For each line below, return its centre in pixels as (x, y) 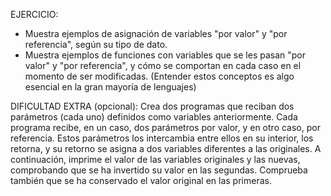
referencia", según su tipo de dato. (96, 44)
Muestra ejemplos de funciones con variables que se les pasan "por (165, 55)
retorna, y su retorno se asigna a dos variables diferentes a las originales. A (166, 148)
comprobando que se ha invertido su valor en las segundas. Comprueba (159, 170)
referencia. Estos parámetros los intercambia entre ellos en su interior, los (162, 138)
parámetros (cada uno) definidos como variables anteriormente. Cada (154, 117)
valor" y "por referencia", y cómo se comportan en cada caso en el (163, 65)
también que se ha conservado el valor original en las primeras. (141, 180)
